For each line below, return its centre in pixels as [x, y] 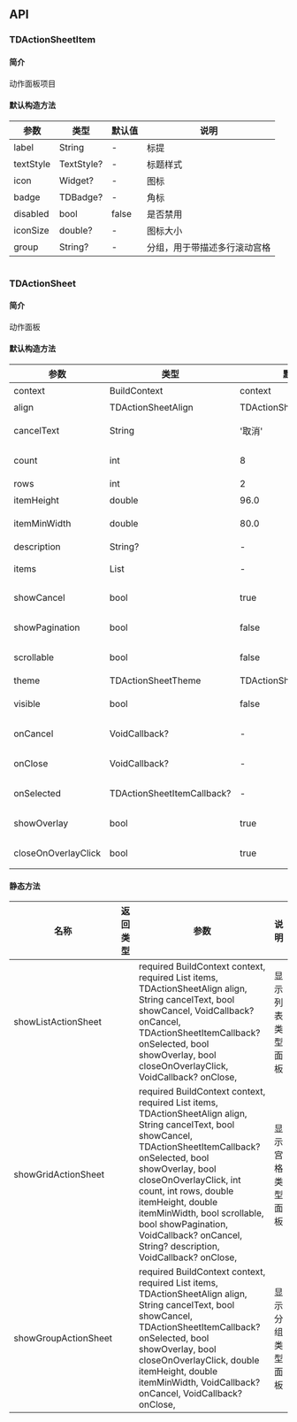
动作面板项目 [32, 83]
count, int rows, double [186, 1191]
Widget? [76, 181]
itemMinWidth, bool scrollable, [201, 1213]
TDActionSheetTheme [155, 680]
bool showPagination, [183, 1225]
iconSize [32, 230]
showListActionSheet [57, 1022]
